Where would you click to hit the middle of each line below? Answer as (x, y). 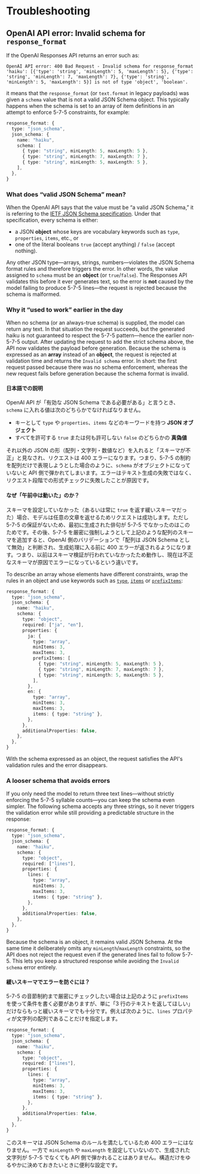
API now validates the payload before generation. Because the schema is (96, 348)
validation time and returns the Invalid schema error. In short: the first (92, 361)
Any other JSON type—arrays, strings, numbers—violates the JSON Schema (100, 262)
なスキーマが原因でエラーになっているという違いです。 (74, 562)
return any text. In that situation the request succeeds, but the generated (96, 329)
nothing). (26, 250)
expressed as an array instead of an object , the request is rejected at (92, 355)
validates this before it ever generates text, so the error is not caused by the (100, 281)
